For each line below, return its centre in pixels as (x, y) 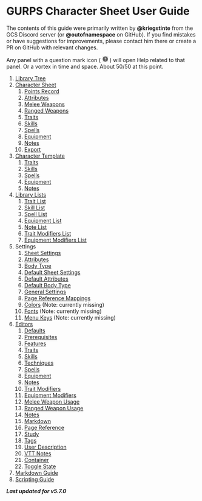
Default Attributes (46, 279)
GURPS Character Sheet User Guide (98, 11)
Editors (24, 324)
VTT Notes (38, 453)
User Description (45, 447)
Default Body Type (47, 285)
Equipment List (43, 220)
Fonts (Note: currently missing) (63, 311)
